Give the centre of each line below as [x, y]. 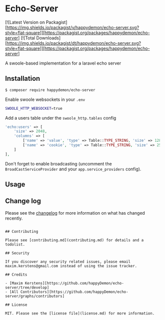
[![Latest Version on [25, 22]
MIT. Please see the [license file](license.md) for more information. [80, 313]
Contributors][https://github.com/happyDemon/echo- [74, 292]
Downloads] [48, 38]
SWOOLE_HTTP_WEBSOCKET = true [34, 108]
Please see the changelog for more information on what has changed [75, 213]
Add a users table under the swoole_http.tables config [61, 118]
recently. [14, 218]
